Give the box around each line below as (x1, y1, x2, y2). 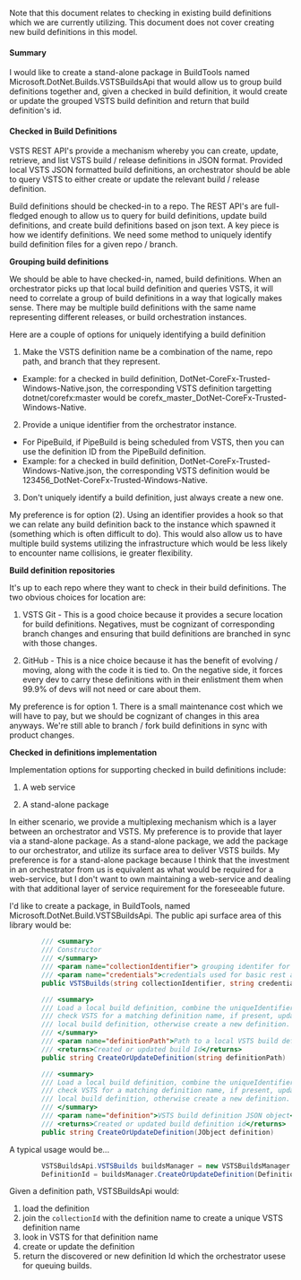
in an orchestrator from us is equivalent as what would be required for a (9, 864, 274, 875)
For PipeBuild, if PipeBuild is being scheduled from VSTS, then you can (21, 437, 285, 447)
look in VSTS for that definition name (21, 1232, 159, 1242)
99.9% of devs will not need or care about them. (21, 684, 202, 695)
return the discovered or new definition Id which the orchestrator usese (21, 1250, 287, 1262)
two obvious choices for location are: (9, 592, 146, 603)
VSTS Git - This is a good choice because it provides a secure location (21, 610, 284, 620)
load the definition (21, 1203, 90, 1214)
